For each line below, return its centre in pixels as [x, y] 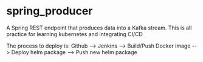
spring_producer [50, 11]
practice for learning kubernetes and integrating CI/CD [74, 34]
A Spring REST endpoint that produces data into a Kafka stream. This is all [99, 28]
